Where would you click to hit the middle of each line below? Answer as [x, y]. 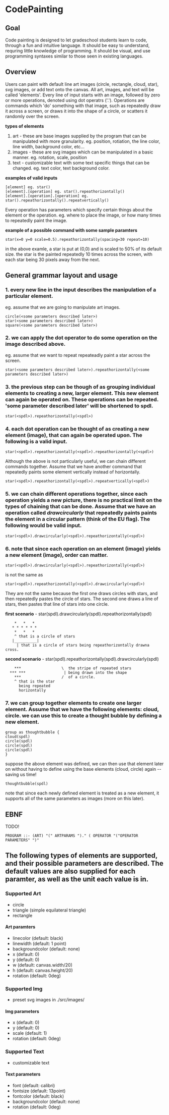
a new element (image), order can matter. [57, 555]
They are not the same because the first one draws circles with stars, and [81, 593]
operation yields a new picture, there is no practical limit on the [84, 500]
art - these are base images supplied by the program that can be [79, 136]
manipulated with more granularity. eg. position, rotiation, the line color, [86, 141]
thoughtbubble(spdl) [27, 784]
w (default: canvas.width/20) [43, 965]
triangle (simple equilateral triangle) [49, 910]
